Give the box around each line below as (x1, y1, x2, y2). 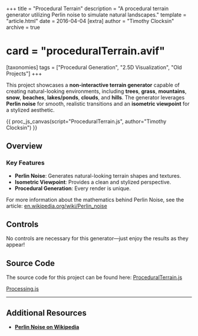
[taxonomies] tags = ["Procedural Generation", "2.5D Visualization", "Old (6, 64, 182, 71)
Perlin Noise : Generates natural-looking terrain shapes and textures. (14, 172, 181, 179)
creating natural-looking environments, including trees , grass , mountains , (6, 88, 187, 95)
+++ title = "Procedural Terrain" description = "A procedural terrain (6, 5, 169, 12)
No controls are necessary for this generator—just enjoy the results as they (6, 235, 189, 242)
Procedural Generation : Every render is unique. (14, 185, 131, 192)
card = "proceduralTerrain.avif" (6, 44, 165, 58)
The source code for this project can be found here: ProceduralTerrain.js (6, 274, 183, 281)
